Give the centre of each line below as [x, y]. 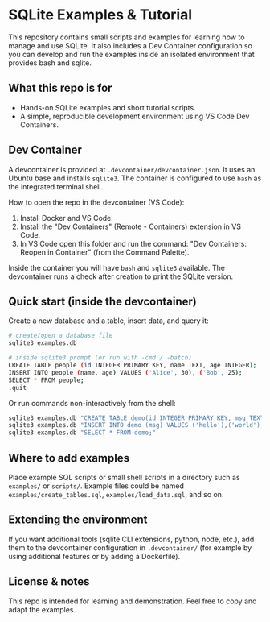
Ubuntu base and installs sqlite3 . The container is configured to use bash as [135, 178]
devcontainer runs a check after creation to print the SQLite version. [121, 276]
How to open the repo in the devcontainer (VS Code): [96, 202]
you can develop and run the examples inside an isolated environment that [131, 54]
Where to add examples [69, 458]
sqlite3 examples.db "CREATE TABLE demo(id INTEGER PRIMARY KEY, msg [127, 418]
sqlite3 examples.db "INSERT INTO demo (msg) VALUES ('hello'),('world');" [138, 425]
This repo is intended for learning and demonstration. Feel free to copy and [133, 601]
